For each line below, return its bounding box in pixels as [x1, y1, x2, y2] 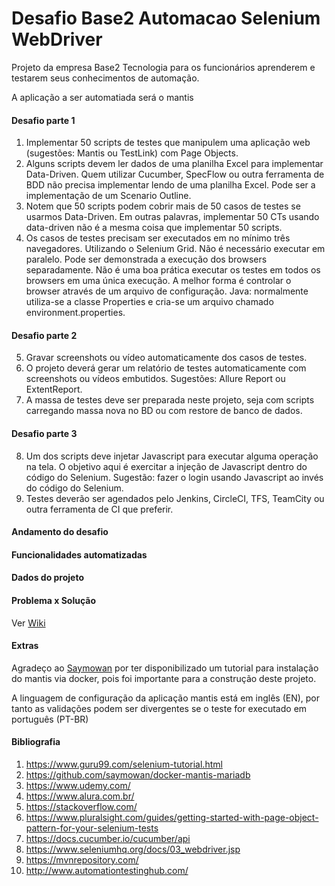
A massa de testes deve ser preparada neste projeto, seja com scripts [25, 394, 315, 406]
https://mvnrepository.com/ [25, 853, 139, 866]
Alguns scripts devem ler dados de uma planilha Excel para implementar [25, 158, 324, 170]
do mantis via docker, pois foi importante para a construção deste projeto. [11, 672, 317, 684]
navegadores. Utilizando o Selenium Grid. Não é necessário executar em [25, 243, 326, 255]
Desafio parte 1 [11, 114, 76, 126]
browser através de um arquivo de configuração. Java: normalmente [25, 285, 309, 297]
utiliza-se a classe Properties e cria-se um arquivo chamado [25, 296, 274, 308]
